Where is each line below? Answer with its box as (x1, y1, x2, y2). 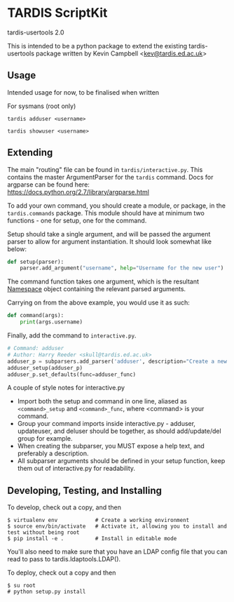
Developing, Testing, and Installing (7, 484, 163, 496)
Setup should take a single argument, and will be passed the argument (7, 229, 211, 238)
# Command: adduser (7, 345, 64, 352)
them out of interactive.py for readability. (17, 464, 135, 473)
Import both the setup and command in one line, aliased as (17, 397, 188, 406)
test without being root (7, 529, 80, 536)
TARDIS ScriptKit (7, 5, 108, 21)
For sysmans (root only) (7, 102, 76, 110)
